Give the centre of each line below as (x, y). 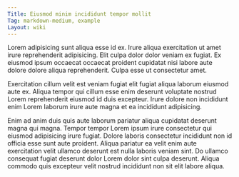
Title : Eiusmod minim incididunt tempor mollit (80, 14)
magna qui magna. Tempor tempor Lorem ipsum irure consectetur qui (110, 128)
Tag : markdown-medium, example (54, 21)
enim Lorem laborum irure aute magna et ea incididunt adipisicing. (105, 107)
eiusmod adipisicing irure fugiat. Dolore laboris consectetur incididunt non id (120, 136)
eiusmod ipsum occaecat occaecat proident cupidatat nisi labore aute (110, 63)
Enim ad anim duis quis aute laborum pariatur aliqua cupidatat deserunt (112, 121)
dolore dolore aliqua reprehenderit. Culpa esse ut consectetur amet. (107, 70)
